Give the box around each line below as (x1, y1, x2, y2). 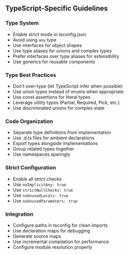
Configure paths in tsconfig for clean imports (12, 222, 108, 228)
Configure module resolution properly (12, 244, 93, 250)
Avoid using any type (12, 37, 57, 43)
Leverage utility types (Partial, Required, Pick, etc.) (12, 99, 120, 105)
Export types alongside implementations (12, 140, 98, 147)
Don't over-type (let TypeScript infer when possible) (12, 83, 123, 89)
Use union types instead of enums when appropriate (12, 88, 124, 95)
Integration (5, 210, 34, 217)
